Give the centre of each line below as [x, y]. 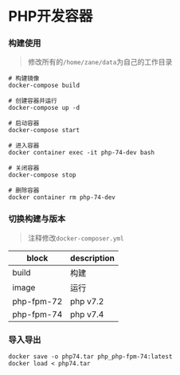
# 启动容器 [24, 123]
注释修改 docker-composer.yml [76, 238]
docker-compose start [44, 131]
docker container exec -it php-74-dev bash [82, 153]
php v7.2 [87, 301]
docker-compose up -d [44, 108]
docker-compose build [44, 86]
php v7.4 [87, 314]
